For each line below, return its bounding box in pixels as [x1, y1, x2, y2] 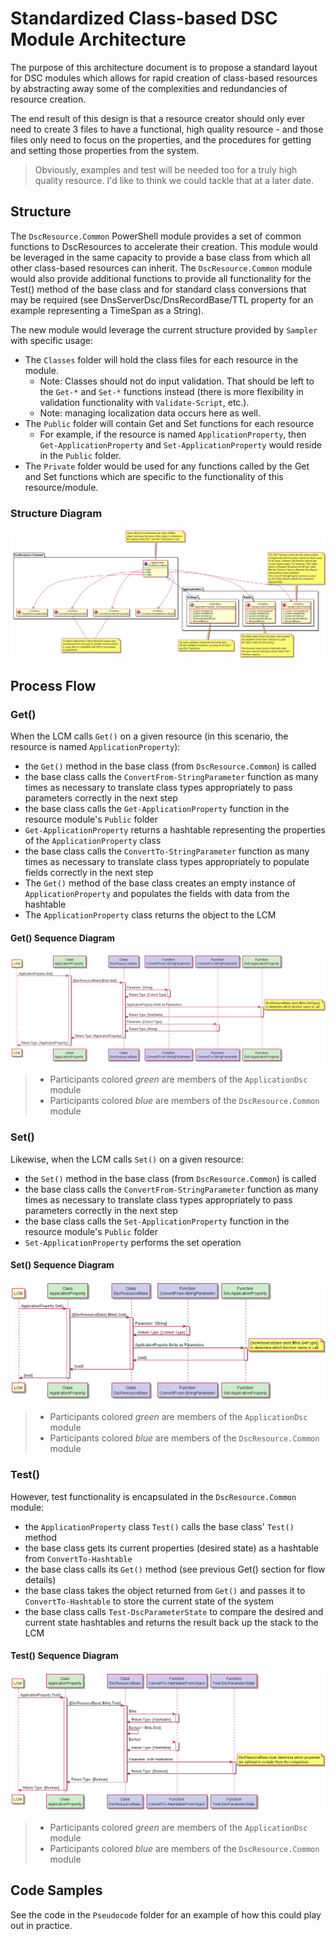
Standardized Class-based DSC [10, 7, 278, 30]
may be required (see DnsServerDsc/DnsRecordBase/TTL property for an [10, 293, 314, 306]
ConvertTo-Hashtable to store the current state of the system [24, 1595, 275, 1607]
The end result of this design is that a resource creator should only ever [10, 112, 306, 124]
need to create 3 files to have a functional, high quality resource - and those [10, 123, 324, 135]
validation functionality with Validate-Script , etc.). [39, 396, 250, 408]
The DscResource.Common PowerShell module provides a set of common [10, 230, 302, 242]
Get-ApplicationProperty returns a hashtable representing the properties [24, 823, 326, 836]
